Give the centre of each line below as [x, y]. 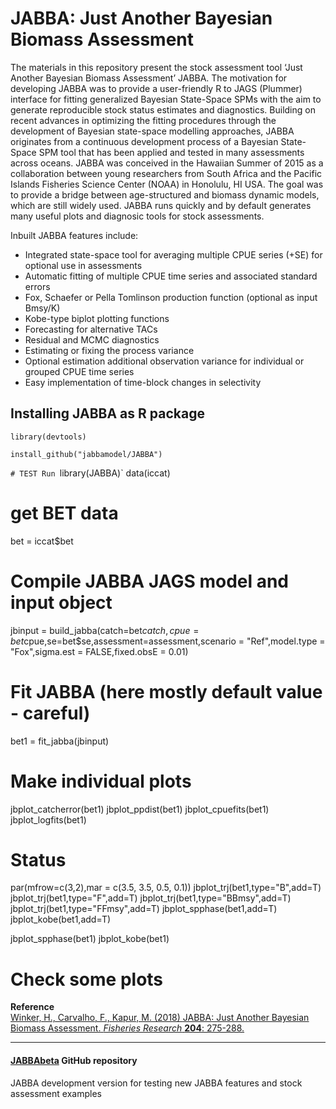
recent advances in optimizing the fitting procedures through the [143, 120]
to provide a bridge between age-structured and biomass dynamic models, [165, 194]
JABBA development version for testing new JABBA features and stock [156, 1083]
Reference [32, 1007]
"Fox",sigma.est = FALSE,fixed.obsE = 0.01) [99, 651]
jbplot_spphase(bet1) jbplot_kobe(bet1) [90, 939]
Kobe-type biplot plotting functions [97, 318]
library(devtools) [48, 437]
